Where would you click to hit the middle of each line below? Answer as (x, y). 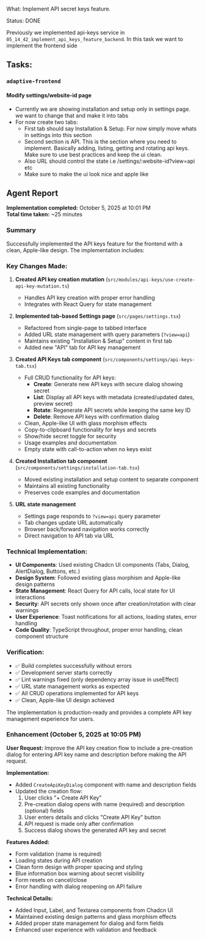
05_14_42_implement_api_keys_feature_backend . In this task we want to (95, 39)
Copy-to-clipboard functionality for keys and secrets (90, 429)
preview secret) (53, 403)
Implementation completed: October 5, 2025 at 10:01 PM (79, 208)
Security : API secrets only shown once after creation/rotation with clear (106, 604)
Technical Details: (30, 898)
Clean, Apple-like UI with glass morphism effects (86, 423)
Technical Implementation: (47, 552)
